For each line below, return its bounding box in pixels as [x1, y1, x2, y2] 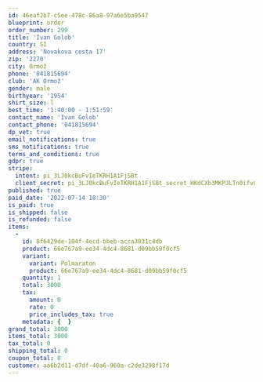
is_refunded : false [8, 216, 72, 224]
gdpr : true [8, 158, 44, 166]
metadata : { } [22, 318, 72, 326]
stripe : [8, 165, 34, 173]
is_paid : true [8, 201, 55, 209]
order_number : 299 [8, 26, 68, 34]
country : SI [8, 41, 47, 49]
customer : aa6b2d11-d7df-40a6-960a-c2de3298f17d [8, 362, 170, 369]
